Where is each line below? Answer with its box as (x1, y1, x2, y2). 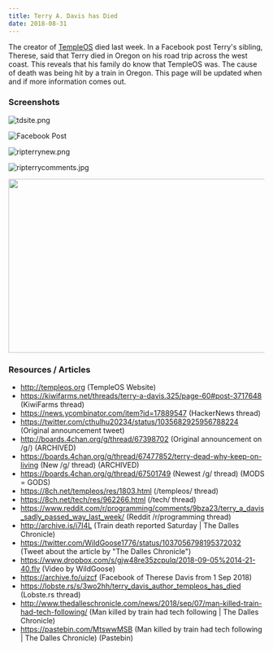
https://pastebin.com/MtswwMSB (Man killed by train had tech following (19, 624, 262, 635)
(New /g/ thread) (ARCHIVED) (40, 461, 140, 470)
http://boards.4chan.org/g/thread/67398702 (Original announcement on (19, 435, 262, 444)
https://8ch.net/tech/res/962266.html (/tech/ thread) (19, 495, 197, 505)
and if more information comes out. (8, 76, 127, 86)
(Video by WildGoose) (41, 564, 116, 574)
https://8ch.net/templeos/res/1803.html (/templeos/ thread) (19, 486, 219, 496)
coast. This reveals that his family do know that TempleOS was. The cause (8, 59, 258, 69)
